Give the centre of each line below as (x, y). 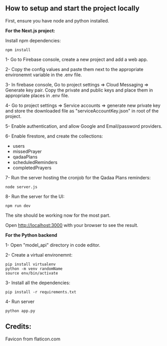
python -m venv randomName (34, 269)
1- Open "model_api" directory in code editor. (53, 245)
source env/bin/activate (32, 273)
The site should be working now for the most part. (58, 215)
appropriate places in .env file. (37, 95)
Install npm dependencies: (33, 40)
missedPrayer (27, 151)
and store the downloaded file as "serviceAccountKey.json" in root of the (82, 111)
